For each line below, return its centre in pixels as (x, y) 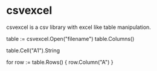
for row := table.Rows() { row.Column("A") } (60, 62)
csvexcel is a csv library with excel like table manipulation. (78, 27)
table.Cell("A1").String (33, 50)
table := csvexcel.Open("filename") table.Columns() (70, 39)
